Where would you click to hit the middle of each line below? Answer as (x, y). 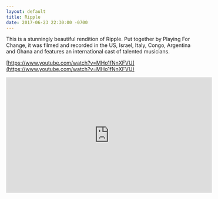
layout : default (26, 11)
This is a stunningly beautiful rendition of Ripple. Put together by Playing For (98, 39)
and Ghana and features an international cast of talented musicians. (88, 52)
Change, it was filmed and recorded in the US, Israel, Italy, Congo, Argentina (98, 45)
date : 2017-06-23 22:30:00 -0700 (47, 22)
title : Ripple (24, 17)
